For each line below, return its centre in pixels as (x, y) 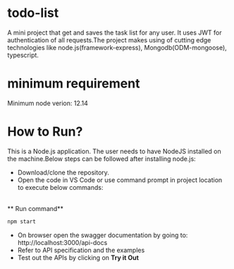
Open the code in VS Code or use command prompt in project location (120, 180)
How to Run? (45, 132)
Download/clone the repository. (63, 172)
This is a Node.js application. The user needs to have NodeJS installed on (114, 151)
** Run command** (36, 208)
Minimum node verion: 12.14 (48, 103)
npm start (22, 221)
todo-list (33, 13)
